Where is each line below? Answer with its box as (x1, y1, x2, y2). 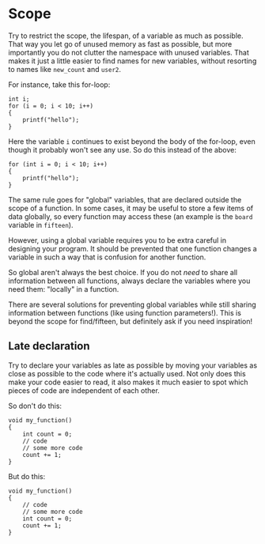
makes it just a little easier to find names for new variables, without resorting (8, 56, 257, 66)
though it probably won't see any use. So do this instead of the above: (8, 145, 237, 154)
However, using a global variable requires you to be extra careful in (8, 235, 227, 245)
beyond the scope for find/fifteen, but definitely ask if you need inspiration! (8, 316, 253, 326)
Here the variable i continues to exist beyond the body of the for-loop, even (8, 136, 256, 146)
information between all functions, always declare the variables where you (8, 276, 251, 285)
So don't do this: (8, 401, 62, 410)
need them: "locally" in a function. (8, 284, 119, 293)
